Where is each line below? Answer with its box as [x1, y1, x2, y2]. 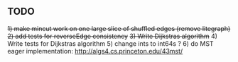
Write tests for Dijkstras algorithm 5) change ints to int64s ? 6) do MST [7, 39, 215, 48]
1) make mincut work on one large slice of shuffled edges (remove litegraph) [7, 24, 231, 32]
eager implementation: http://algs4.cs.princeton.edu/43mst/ [7, 46, 183, 55]
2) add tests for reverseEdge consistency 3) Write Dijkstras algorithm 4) [7, 32, 218, 40]
